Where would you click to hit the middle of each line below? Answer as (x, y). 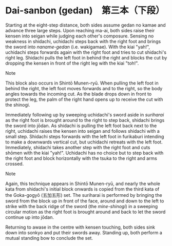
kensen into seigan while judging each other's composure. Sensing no (80, 36)
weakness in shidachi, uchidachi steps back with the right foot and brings (83, 41)
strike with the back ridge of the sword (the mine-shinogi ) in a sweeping (82, 206)
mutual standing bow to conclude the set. (49, 238)
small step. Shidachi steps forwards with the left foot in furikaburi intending (85, 136)
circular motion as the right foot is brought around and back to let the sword (85, 212)
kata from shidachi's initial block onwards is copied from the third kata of (82, 189)
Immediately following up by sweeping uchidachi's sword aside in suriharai (85, 115)
